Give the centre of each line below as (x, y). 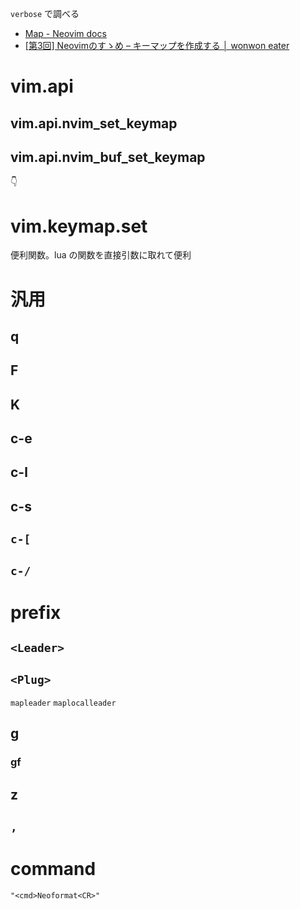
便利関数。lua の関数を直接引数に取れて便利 (101, 255)
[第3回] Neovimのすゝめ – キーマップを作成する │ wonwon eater (157, 45)
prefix (36, 612)
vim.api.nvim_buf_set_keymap (108, 157)
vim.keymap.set (79, 226)
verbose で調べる (45, 13)
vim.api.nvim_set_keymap (94, 123)
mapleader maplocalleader (63, 703)
